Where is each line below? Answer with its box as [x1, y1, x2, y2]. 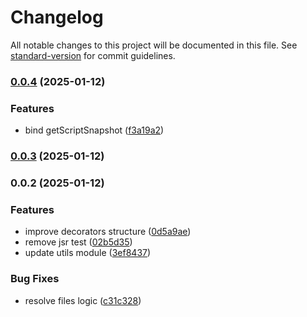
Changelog [10, 6, 104, 29]
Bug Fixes [10, 272, 60, 286]
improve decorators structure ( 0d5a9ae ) [24, 226, 192, 238]
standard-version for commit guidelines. [10, 49, 176, 61]
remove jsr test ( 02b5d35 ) [24, 236, 133, 248]
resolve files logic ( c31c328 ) [24, 294, 142, 306]
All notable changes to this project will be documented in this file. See [10, 39, 298, 51]
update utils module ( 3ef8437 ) [24, 247, 152, 259]
